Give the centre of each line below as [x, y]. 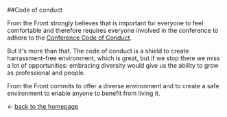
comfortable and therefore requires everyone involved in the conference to [113, 30]
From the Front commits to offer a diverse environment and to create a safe [113, 86]
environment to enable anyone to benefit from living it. [84, 93]
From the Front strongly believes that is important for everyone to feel [105, 23]
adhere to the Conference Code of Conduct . [70, 38]
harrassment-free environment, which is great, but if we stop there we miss [114, 58]
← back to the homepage [43, 106]
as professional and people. [46, 73]
